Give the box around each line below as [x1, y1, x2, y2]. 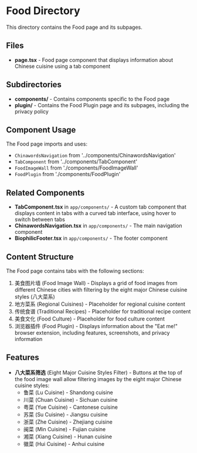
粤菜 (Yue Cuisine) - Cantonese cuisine [23, 404, 118, 411]
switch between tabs [14, 216, 66, 223]
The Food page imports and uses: [6, 140, 88, 148]
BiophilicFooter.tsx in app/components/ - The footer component [14, 234, 168, 242]
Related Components [6, 187, 85, 198]
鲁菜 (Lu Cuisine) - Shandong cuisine [23, 389, 113, 396]
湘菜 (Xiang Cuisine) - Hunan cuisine [23, 433, 113, 440]
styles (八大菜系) [14, 293, 56, 300]
